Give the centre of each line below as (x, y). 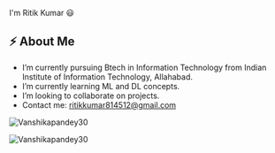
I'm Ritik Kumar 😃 (42, 13)
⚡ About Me (42, 42)
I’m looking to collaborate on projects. (91, 96)
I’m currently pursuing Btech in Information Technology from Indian (144, 67)
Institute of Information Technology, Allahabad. (107, 76)
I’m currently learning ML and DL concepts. (101, 86)
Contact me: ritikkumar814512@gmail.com (99, 104)
